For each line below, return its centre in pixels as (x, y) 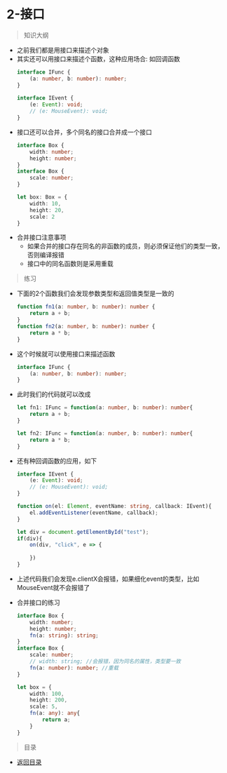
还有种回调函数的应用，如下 (57, 461)
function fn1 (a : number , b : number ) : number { (86, 307)
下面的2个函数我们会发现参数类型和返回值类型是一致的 (95, 294)
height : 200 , (49, 700)
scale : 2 (42, 217)
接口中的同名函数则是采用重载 (70, 264)
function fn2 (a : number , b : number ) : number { (86, 327)
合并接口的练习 (38, 602)
